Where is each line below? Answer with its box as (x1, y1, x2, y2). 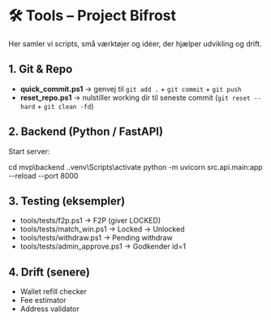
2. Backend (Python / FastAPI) (8, 125, 164, 139)
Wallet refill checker (19, 287, 87, 296)
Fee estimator (19, 296, 67, 305)
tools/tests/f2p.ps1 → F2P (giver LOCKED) (19, 216, 161, 226)
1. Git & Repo (8, 63, 73, 76)
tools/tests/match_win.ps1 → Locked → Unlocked (19, 224, 185, 234)
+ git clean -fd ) (37, 101, 94, 110)
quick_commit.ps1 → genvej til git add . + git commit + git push (19, 84, 242, 93)
